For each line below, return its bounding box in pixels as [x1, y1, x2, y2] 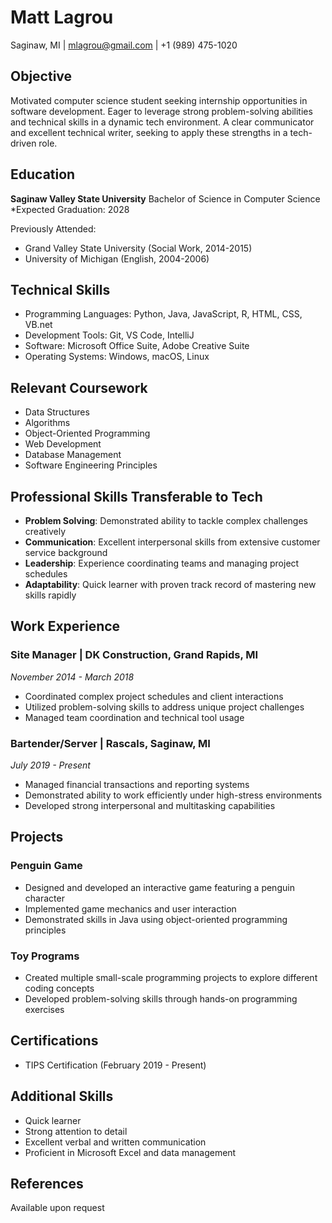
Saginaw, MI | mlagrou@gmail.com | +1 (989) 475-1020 [10, 39, 238, 51]
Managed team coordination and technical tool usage [24, 711, 245, 723]
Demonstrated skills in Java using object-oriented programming [24, 913, 288, 925]
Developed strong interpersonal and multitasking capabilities [24, 799, 276, 811]
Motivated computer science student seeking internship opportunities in [10, 94, 308, 106]
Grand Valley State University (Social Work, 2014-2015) [24, 242, 253, 254]
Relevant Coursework [10, 379, 148, 396]
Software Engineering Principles [24, 459, 158, 471]
